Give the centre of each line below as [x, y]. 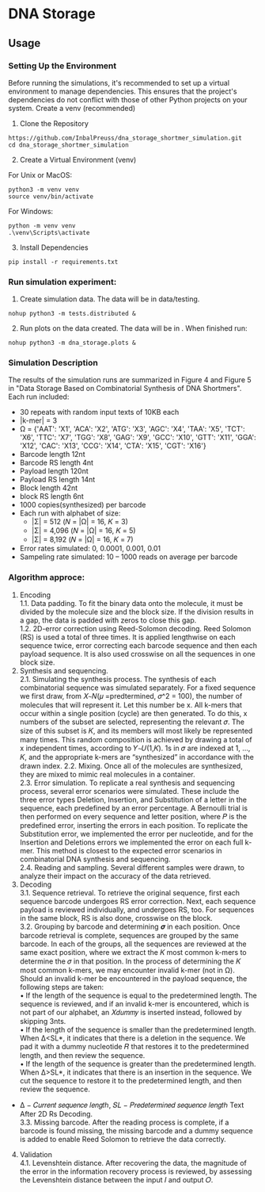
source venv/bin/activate [51, 196]
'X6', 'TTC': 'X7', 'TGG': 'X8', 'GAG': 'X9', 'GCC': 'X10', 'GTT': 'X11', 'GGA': [138, 438]
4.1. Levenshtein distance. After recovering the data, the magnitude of [133, 1163]
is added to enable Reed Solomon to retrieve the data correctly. [123, 1139]
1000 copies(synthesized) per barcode [83, 505]
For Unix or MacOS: [40, 174]
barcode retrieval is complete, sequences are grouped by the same [129, 935]
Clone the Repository [54, 123]
